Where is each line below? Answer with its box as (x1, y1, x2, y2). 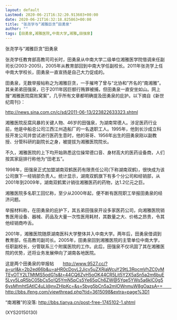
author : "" (5, 26, 28, 31)
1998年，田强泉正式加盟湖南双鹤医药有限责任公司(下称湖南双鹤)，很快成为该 (5, 167, 165, 173)
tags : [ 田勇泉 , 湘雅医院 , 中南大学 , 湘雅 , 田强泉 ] (5, 31, 93, 36)
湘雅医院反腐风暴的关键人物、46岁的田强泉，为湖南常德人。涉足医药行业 (5, 120, 157, 125)
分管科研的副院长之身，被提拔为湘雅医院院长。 (14, 139, 112, 145)
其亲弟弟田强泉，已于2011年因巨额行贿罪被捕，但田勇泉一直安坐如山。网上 (5, 86, 161, 92)
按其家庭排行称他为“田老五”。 (5, 156, 67, 162)
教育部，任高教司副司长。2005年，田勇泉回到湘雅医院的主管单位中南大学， (5, 237, 163, 243)
